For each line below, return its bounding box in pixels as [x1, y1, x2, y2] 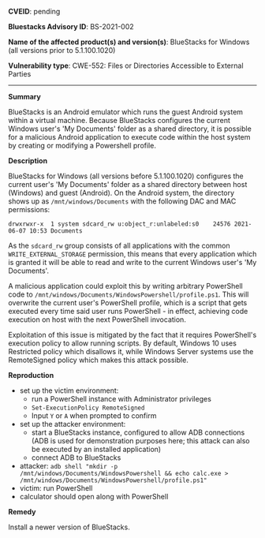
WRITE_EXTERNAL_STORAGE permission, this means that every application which [8, 249, 257, 259]
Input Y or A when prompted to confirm [31, 411, 157, 420]
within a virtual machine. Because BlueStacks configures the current [8, 116, 231, 125]
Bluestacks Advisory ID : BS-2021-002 [8, 22, 134, 31]
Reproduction [8, 371, 54, 379]
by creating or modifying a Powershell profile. [8, 141, 156, 150]
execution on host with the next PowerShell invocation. [8, 315, 187, 324]
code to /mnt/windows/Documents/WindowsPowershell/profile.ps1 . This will [8, 290, 249, 299]
